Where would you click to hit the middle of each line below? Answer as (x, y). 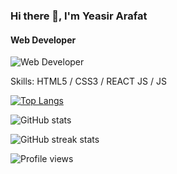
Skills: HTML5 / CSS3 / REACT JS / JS (88, 81)
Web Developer (43, 40)
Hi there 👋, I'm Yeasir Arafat (79, 16)
